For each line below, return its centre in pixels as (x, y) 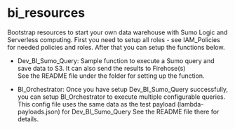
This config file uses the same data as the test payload (96, 104)
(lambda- (190, 104)
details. (28, 119)
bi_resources (46, 13)
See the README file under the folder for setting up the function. (111, 76)
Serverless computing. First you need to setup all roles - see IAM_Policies (114, 39)
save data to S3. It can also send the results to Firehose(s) (101, 68)
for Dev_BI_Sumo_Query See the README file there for (141, 111)
